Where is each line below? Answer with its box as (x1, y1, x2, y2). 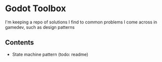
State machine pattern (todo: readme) (12, 51, 89, 57)
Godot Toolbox (5, 3, 66, 14)
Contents (5, 39, 34, 47)
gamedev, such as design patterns (5, 24, 75, 30)
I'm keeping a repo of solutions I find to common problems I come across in (5, 19, 158, 25)
